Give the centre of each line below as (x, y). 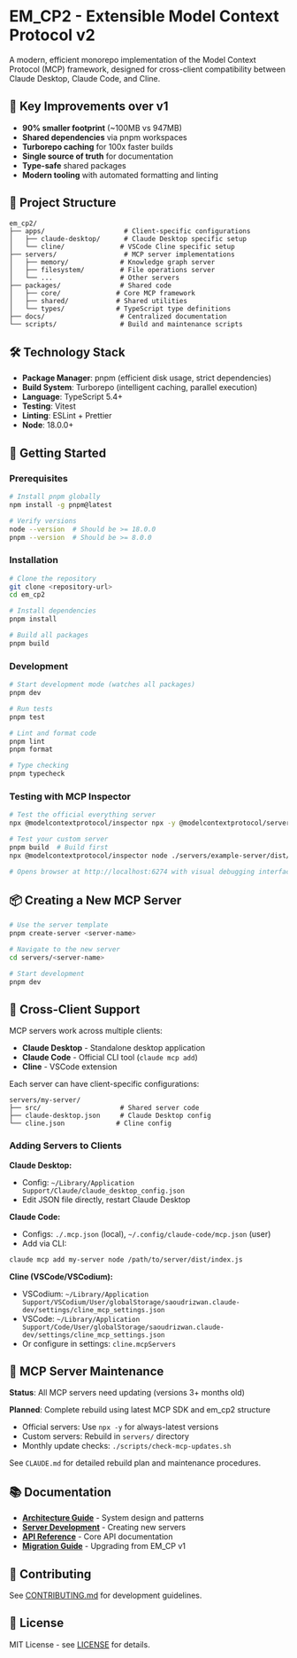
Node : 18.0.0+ (48, 425)
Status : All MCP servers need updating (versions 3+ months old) (127, 1393)
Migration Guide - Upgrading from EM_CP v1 (103, 1546)
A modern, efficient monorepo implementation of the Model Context (133, 59)
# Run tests (31, 708)
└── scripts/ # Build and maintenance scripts (126, 324)
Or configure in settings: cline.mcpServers (99, 1343)
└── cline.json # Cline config (91, 1123)
